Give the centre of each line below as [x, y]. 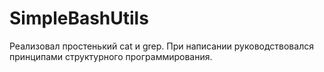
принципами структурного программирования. [111, 56]
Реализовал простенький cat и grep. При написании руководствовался [161, 46]
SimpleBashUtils [79, 18]
